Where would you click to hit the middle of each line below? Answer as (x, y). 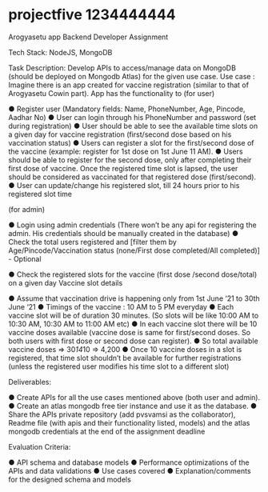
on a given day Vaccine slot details (66, 282)
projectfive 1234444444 (92, 15)
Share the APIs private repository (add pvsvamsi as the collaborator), (122, 414)
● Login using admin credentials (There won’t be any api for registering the (133, 225)
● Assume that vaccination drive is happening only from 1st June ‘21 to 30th (134, 298)
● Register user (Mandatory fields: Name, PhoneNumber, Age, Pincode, (127, 109)
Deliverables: (30, 382)
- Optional (25, 258)
